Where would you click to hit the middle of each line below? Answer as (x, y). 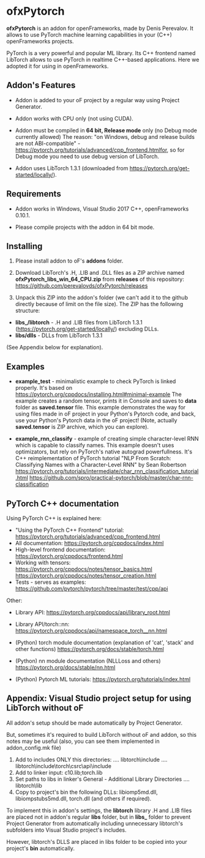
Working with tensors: (43, 562)
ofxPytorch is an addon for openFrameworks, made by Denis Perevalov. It (100, 28)
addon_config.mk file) (34, 747)
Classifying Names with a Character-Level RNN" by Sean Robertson (101, 465)
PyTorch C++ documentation (63, 503)
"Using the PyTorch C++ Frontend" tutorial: (69, 530)
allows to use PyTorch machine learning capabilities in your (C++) (89, 34)
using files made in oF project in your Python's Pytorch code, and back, (105, 414)
